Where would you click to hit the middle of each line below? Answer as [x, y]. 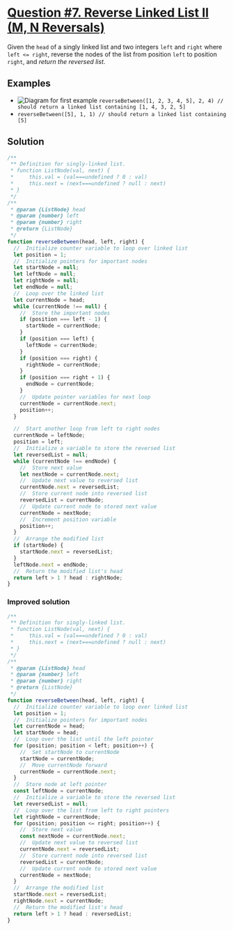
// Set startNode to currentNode [70, 752]
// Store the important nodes [65, 313]
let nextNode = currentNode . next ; [70, 474]
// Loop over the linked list [59, 294]
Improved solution [39, 602]
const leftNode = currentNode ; [59, 791]
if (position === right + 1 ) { [65, 378]
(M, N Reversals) [56, 27]
